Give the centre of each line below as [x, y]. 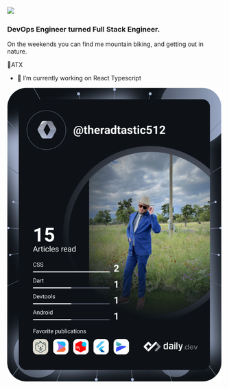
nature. [17, 52]
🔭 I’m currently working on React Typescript [79, 78]
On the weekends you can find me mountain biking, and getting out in [106, 44]
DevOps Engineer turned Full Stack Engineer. [84, 29]
